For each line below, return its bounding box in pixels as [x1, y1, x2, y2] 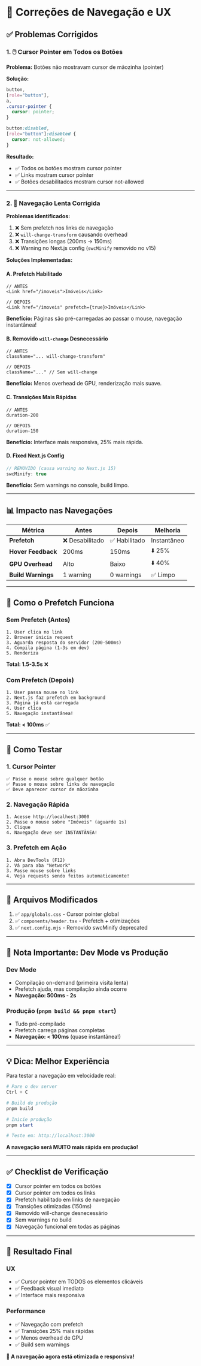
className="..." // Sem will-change [6, 369, 98, 375]
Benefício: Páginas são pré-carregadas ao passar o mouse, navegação [6, 315, 182, 322]
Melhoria [154, 526, 181, 535]
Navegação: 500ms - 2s [14, 992, 77, 999]
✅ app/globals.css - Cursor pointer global [14, 910, 119, 918]
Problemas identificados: [6, 212, 71, 219]
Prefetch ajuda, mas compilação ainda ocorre [14, 985, 127, 993]
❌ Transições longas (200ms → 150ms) [14, 237, 112, 245]
